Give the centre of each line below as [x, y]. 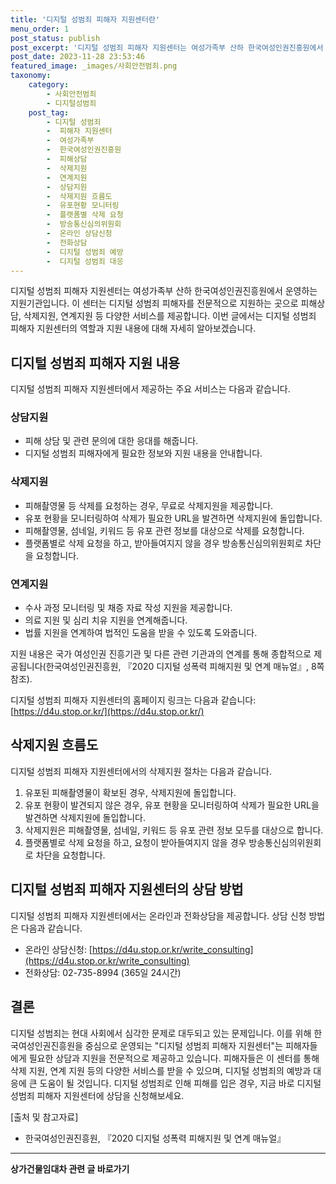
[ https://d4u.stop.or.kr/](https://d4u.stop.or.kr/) [107, 712]
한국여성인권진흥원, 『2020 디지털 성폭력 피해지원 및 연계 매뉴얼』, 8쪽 [185, 667]
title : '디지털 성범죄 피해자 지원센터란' [85, 19]
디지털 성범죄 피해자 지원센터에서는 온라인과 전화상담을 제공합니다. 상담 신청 [158, 915]
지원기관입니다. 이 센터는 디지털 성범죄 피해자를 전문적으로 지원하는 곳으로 [154, 303]
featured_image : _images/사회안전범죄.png [94, 66]
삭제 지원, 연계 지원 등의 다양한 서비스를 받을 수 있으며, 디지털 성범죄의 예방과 [161, 1070]
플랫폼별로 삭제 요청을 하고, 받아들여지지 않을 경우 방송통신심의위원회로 [163, 543]
